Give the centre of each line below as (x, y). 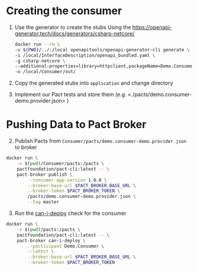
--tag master (43, 202)
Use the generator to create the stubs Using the (73, 27)
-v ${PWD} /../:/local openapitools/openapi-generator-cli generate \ (102, 50)
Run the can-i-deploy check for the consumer (70, 213)
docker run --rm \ (37, 44)
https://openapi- (152, 27)
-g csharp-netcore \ (40, 61)
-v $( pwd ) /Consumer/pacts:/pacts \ (61, 164)
